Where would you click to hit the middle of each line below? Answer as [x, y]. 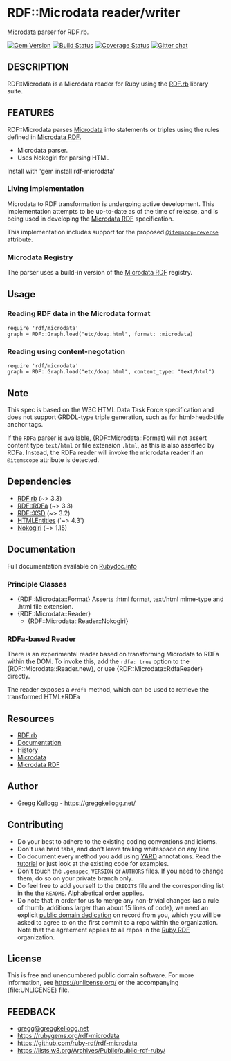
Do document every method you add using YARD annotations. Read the [119, 856]
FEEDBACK [32, 1012]
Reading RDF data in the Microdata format [79, 314]
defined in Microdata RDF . [44, 137]
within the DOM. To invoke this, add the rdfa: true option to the [99, 661]
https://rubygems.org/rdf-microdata [68, 1036]
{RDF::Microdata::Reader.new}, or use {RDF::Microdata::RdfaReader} [105, 669]
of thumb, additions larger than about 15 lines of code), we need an [113, 907]
